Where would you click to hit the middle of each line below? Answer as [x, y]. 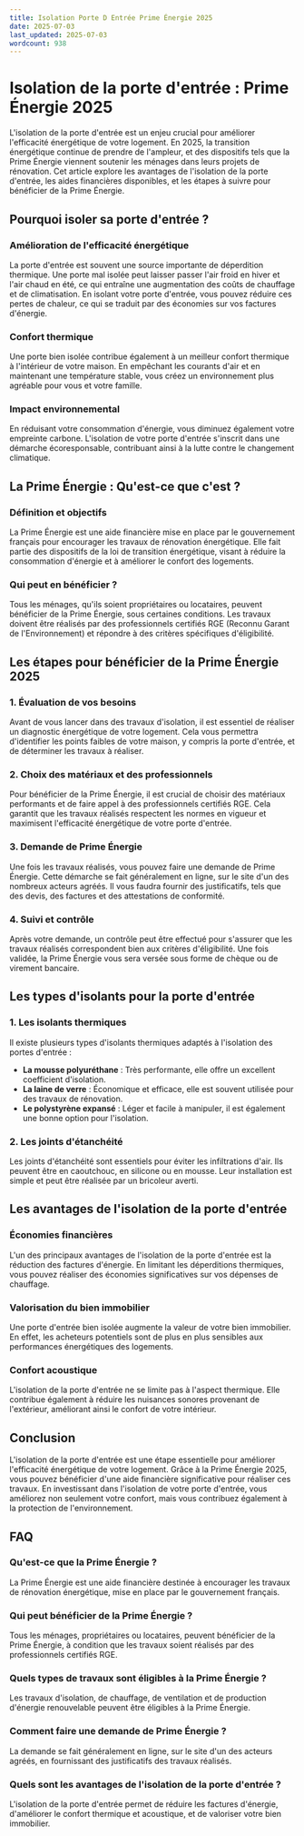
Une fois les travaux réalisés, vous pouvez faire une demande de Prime [142, 867]
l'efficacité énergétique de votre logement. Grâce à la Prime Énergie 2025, [148, 1470]
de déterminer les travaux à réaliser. [77, 751]
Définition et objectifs [58, 512]
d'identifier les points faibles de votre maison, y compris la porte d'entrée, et [152, 741]
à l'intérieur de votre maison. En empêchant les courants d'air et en [135, 366]
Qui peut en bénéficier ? [64, 585]
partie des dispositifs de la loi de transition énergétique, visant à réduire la [147, 552]
